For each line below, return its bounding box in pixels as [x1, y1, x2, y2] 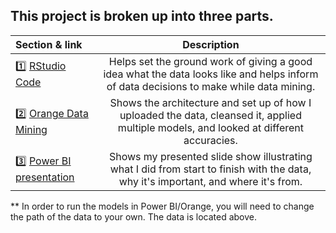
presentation [15, 170, 75, 184]
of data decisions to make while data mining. [106, 79, 316, 93]
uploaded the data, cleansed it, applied [119, 108, 302, 122]
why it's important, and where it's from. [118, 174, 303, 188]
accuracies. [183, 133, 238, 147]
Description [182, 37, 240, 51]
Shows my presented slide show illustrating [108, 149, 313, 163]
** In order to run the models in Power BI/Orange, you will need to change [10, 200, 315, 212]
